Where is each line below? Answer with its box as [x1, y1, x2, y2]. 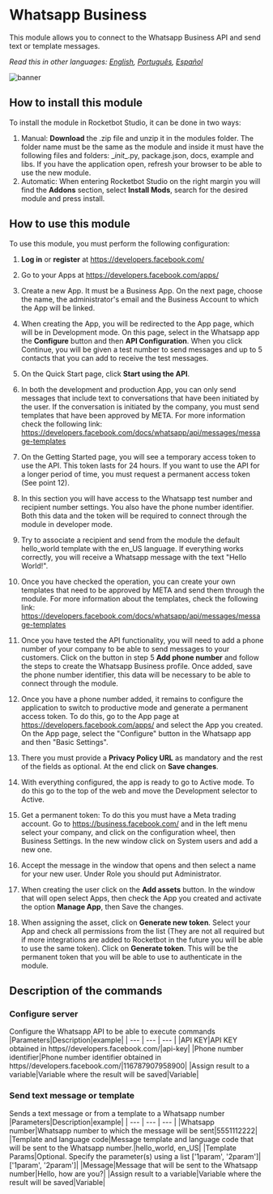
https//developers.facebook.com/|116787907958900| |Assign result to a [9, 1061, 250, 1071]
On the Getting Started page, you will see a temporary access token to [20, 451, 256, 461]
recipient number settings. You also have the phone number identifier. [20, 502, 254, 511]
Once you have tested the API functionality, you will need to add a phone [20, 635, 264, 645]
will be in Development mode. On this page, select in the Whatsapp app [20, 327, 260, 337]
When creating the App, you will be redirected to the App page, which [20, 319, 254, 328]
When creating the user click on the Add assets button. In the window [20, 884, 255, 894]
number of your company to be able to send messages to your [20, 644, 230, 653]
